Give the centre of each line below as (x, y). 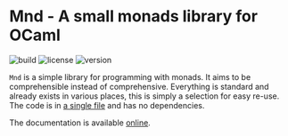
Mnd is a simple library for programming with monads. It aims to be (130, 76)
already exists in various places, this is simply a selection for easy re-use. (144, 96)
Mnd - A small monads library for (134, 16)
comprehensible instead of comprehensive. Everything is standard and (139, 86)
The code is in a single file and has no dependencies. (107, 105)
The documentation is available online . (80, 123)
